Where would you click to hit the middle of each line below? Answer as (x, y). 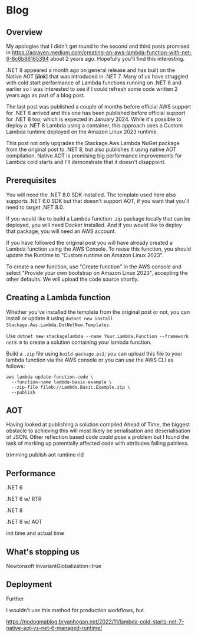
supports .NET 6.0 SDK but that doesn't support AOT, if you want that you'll (98, 201)
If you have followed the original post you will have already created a (89, 242)
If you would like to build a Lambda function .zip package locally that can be (98, 218)
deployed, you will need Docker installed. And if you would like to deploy (94, 225)
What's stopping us (43, 552)
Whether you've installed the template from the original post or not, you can (98, 312)
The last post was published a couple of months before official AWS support (99, 106)
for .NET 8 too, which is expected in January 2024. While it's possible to (94, 119)
